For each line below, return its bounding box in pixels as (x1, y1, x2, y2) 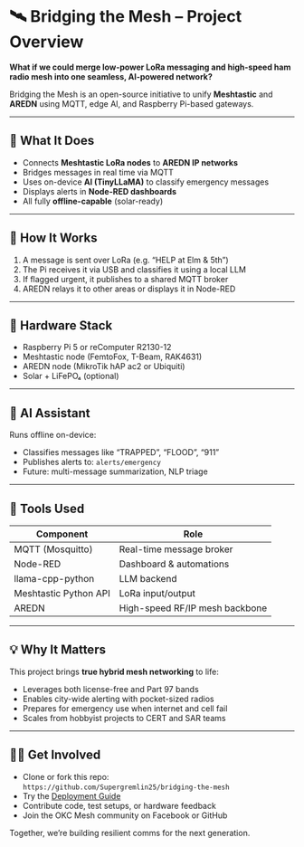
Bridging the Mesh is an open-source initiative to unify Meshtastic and (9, 89, 273, 100)
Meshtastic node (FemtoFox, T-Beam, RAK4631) (22, 351, 203, 362)
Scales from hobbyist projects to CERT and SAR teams (22, 712, 226, 723)
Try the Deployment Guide (22, 790, 121, 801)
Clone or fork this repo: (22, 771, 109, 782)
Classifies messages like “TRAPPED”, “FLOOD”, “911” (22, 447, 220, 458)
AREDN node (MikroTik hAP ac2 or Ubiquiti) (22, 361, 185, 372)
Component (35, 528, 89, 540)
